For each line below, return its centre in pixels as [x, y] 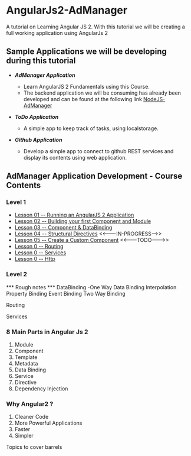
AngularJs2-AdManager [67, 10]
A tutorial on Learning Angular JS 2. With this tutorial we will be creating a [96, 27]
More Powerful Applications [48, 423]
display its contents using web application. [75, 157]
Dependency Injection [41, 389]
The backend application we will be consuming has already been [102, 93]
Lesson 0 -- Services [40, 253]
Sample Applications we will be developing [86, 52]
